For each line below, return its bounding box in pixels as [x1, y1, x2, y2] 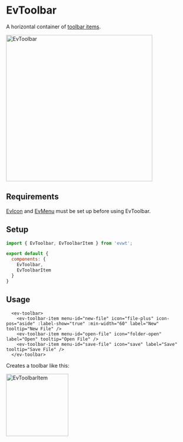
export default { [6, 251, 49, 257]
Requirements [6, 192, 59, 202]
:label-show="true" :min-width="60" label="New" [37, 320, 159, 326]
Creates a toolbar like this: [6, 362, 69, 369]
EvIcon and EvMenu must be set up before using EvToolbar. [6, 207, 151, 214]
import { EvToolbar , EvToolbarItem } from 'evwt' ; [6, 240, 133, 246]
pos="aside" [6, 320, 35, 326]
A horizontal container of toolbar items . [6, 23, 101, 30]
